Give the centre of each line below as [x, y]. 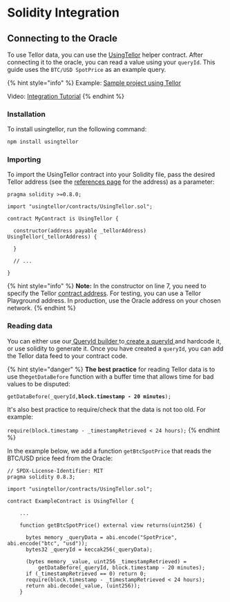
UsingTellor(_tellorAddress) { [52, 237]
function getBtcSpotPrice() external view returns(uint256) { [111, 525]
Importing [24, 160]
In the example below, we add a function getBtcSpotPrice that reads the [109, 451]
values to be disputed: [39, 384]
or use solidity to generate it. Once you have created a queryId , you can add [115, 348]
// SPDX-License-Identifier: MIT [55, 471]
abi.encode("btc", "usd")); [48, 543]
